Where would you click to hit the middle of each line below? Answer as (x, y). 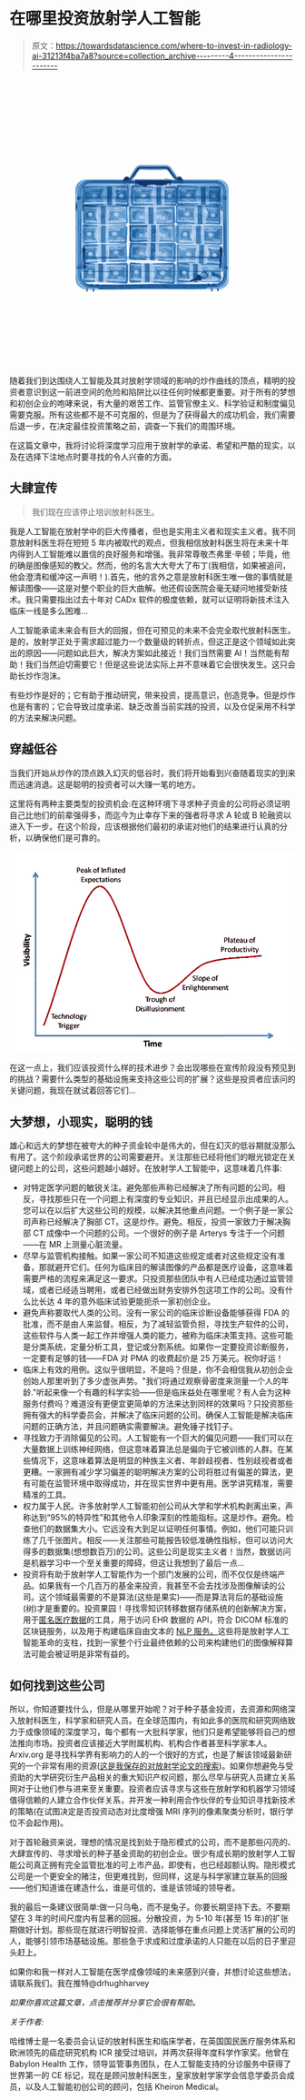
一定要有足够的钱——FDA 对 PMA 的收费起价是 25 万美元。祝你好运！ (153, 1358)
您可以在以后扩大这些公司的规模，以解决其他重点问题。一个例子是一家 (154, 1210)
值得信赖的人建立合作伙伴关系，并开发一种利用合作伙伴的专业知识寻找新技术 (152, 1800)
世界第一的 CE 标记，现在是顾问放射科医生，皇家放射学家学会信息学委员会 (148, 2075)
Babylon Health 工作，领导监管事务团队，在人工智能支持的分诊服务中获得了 (151, 2064)
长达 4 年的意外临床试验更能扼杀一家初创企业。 (127, 1301)
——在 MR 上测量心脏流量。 (75, 1245)
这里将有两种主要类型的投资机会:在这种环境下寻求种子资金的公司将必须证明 (150, 803)
